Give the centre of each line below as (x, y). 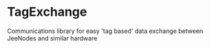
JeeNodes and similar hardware (52, 38)
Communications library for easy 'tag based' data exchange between (105, 31)
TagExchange (47, 12)
